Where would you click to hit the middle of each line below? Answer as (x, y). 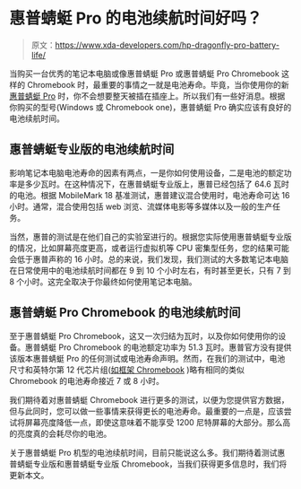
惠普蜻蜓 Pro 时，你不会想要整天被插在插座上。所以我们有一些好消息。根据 (147, 96)
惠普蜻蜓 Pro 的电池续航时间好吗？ (136, 18)
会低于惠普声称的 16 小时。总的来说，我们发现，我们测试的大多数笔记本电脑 (149, 259)
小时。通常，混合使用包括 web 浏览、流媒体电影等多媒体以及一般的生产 (141, 206)
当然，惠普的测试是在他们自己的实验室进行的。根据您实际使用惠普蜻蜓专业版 (150, 236)
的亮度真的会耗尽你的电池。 (60, 433)
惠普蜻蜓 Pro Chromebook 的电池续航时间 (125, 313)
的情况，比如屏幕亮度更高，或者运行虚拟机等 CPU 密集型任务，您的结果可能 (149, 248)
